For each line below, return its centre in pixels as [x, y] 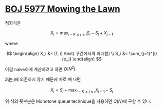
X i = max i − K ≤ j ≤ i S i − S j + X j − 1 [82, 33]
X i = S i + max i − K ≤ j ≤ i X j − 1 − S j [82, 91]
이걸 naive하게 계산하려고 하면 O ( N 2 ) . [41, 69]
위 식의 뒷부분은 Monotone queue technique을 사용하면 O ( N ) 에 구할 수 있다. [78, 101]
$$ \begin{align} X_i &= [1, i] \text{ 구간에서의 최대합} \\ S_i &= [67, 53]
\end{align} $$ [87, 59]
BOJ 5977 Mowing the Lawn [63, 9]
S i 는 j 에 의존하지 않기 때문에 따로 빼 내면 [43, 80]
